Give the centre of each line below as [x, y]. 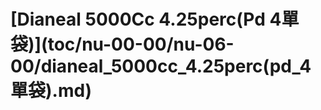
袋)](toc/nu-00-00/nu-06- [122, 44]
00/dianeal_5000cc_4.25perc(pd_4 [161, 66]
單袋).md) [51, 91]
